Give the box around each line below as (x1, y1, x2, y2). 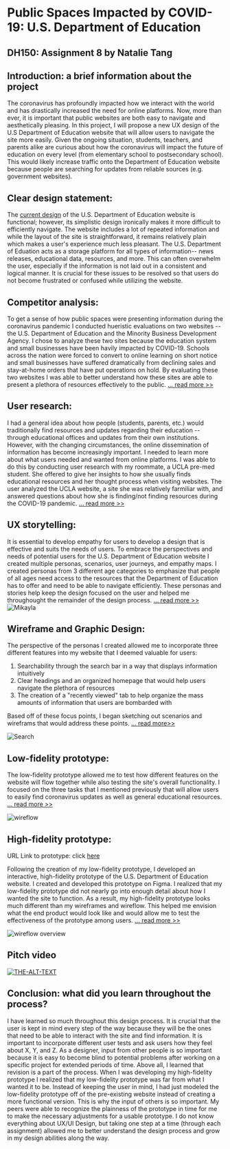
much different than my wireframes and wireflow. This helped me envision (7, 902, 217, 910)
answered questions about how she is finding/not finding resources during (7, 492, 218, 500)
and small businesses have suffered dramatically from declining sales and (7, 359, 216, 367)
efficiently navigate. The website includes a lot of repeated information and (7, 225, 220, 233)
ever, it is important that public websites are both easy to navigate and (7, 114, 206, 122)
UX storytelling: (7, 519, 77, 531)
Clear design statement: (7, 192, 113, 204)
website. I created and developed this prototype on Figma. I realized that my (7, 880, 222, 888)
